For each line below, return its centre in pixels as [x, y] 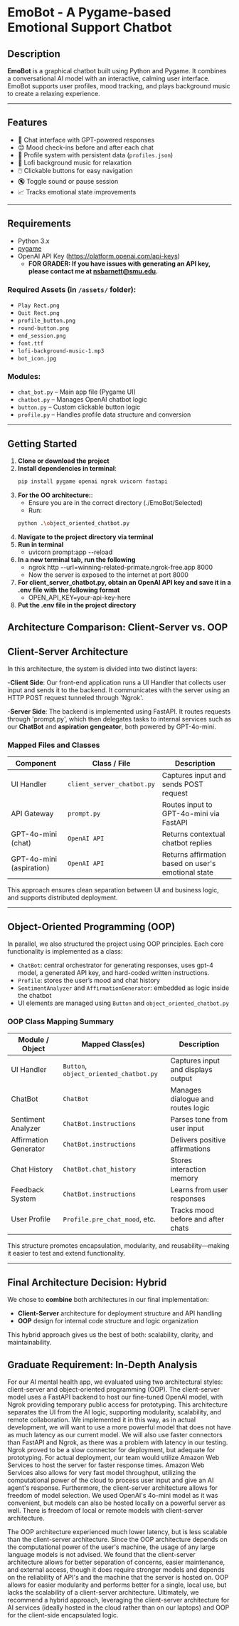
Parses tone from [199, 1120]
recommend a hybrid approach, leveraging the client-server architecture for [118, 1600]
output [181, 1078]
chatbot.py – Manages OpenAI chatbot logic [83, 400]
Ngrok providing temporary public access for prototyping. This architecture [118, 1404]
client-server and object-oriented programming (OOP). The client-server [114, 1390]
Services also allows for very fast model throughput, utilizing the [102, 1473]
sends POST [183, 784]
